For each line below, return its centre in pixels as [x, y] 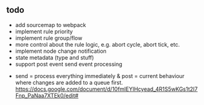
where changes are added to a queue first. [69, 82]
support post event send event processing [69, 64]
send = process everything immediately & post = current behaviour [100, 76]
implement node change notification [61, 51]
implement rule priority [44, 31]
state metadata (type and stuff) [55, 57]
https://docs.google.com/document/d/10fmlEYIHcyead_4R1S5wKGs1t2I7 [106, 89]
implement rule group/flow [49, 38]
